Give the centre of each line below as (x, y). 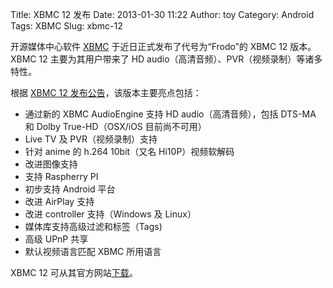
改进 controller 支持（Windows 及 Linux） (110, 214)
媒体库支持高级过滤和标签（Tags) (93, 226)
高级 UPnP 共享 (56, 239)
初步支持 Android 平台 (70, 189)
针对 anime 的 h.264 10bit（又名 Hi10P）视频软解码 (129, 151)
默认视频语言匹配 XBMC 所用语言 (93, 251)
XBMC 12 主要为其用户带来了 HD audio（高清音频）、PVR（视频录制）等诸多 (166, 59)
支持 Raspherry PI (61, 176)
